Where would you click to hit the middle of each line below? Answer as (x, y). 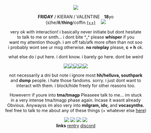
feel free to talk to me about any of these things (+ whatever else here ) (76, 110)
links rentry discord (76, 125)
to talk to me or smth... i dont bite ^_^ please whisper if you (76, 37)
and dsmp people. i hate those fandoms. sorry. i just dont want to (76, 80)
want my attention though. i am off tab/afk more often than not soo (76, 42)
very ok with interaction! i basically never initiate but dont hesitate (76, 32)
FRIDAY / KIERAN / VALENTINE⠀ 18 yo (76, 17)
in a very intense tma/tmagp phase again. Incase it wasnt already (76, 100)
